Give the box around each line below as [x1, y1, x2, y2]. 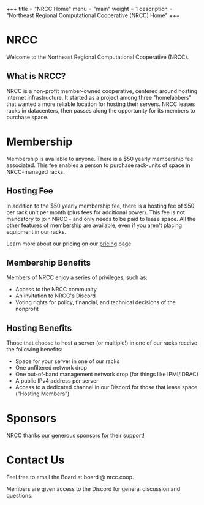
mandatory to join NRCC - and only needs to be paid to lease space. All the [6, 215, 196, 222]
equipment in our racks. [6, 228, 66, 235]
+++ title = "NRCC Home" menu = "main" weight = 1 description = [6, 6, 173, 12]
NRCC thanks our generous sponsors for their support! [6, 432, 145, 440]
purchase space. [6, 113, 49, 121]
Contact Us [6, 453, 65, 467]
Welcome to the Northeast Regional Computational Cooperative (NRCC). [6, 53, 189, 61]
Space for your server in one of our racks [15, 357, 120, 365]
